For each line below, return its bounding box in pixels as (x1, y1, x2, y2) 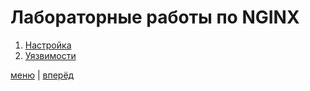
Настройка (24, 39, 72, 51)
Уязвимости (24, 49, 77, 61)
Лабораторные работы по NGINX (10, 6, 300, 29)
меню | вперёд (10, 69, 75, 81)
